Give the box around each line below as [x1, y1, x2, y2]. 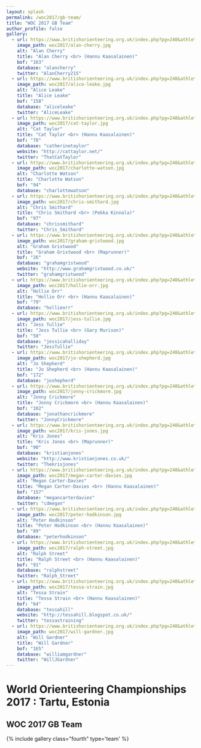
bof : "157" [17, 489, 44, 496]
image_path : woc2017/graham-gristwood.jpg [17, 238, 124, 244]
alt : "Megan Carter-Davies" [17, 478, 87, 484]
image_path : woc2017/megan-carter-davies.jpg [17, 472, 133, 478]
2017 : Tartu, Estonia [6, 695, 110, 709]
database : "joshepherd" [17, 377, 77, 383]
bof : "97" [17, 216, 42, 222]
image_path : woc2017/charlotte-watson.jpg [17, 165, 124, 171]
